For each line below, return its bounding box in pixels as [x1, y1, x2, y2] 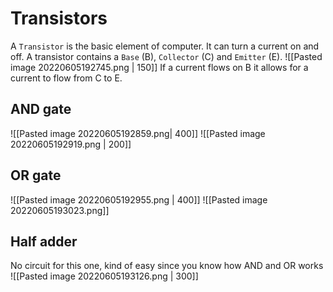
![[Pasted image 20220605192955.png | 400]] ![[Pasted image [10, 193, 268, 206]
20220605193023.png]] [10, 204, 110, 216]
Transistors [10, 7, 108, 30]
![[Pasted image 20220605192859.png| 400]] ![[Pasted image [10, 127, 266, 139]
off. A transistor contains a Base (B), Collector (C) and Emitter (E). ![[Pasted [10, 50, 323, 62]
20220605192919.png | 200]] [10, 138, 132, 150]
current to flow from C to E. [10, 72, 123, 84]
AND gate [10, 101, 72, 118]
